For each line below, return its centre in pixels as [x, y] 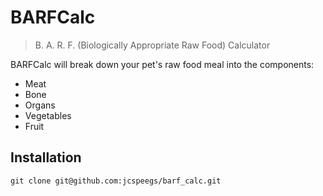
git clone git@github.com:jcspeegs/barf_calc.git [116, 181]
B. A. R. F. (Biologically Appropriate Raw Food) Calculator [152, 45]
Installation [46, 157]
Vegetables [48, 115]
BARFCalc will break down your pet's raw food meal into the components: [162, 64]
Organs [40, 105]
